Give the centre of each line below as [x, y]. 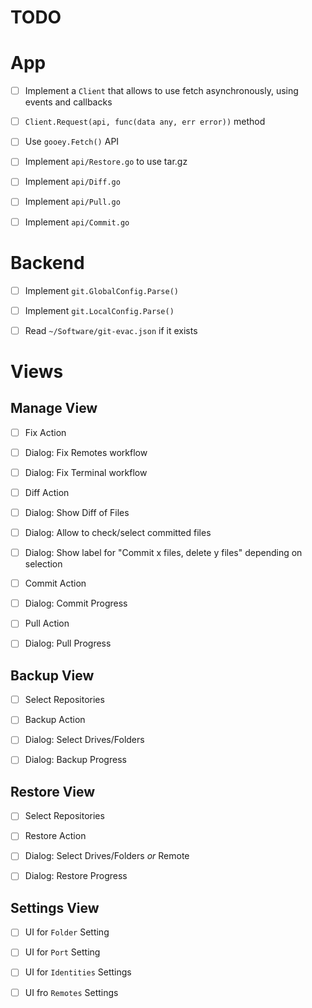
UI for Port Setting [62, 952]
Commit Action [55, 583]
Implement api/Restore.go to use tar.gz [106, 162]
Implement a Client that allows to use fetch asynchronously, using [161, 91]
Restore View [53, 791]
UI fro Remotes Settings [71, 992]
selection [43, 564]
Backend [47, 262]
